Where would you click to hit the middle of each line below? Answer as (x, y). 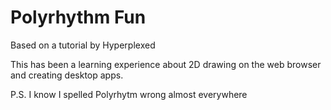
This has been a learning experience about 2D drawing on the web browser (166, 64)
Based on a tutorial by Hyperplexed (83, 45)
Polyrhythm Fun (78, 17)
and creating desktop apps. (67, 75)
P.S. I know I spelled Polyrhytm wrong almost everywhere (129, 94)
